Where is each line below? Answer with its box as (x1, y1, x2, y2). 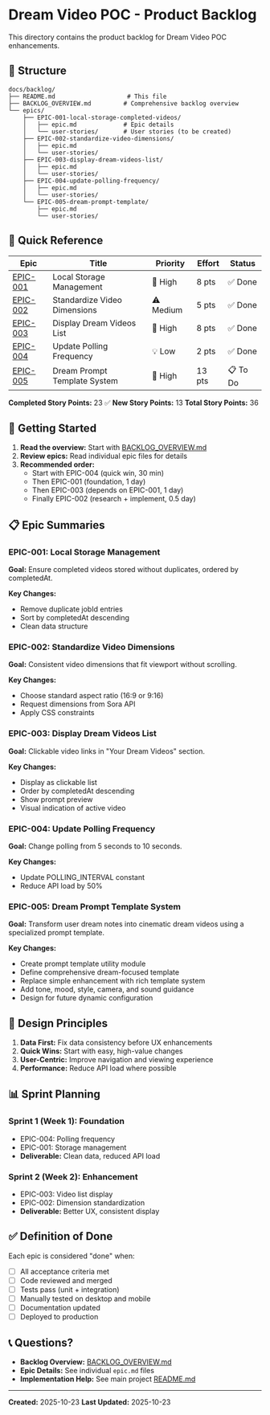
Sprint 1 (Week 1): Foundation (8, 1115, 125, 1127)
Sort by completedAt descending (19, 613, 130, 623)
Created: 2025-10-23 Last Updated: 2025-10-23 (8, 1397, 171, 1407)
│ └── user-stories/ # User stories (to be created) (22, 127, 231, 136)
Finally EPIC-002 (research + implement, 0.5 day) (31, 494, 197, 504)
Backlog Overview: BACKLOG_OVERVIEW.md (19, 1357, 172, 1367)
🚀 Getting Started (8, 421, 97, 435)
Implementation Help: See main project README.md (19, 1374, 196, 1384)
